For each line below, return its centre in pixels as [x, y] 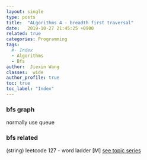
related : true [24, 34]
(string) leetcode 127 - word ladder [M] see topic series [73, 151]
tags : [13, 45]
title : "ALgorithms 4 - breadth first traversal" [70, 23]
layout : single [25, 12]
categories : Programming [37, 39]
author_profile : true [33, 78]
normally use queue [31, 123]
